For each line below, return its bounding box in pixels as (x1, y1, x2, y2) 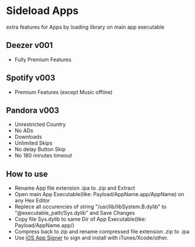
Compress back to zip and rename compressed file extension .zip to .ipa (14, 228, 190, 235)
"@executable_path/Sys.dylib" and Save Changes (14, 210, 135, 217)
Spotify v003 (6, 73, 56, 83)
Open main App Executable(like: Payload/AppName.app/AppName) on (14, 191, 184, 198)
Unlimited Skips (14, 139, 53, 147)
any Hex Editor (14, 197, 50, 204)
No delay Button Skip (14, 146, 66, 153)
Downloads (14, 133, 42, 140)
